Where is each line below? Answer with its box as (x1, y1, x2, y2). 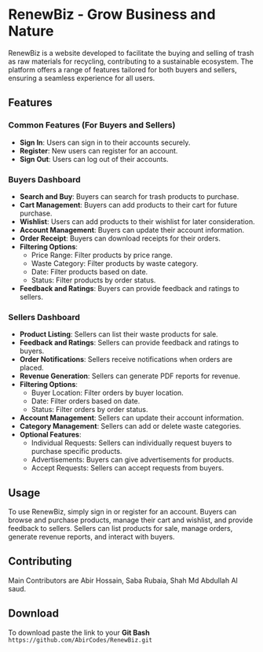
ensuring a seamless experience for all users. (8, 73, 155, 83)
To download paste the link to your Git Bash (8, 628, 151, 637)
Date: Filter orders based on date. (31, 396, 141, 406)
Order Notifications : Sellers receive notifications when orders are (19, 355, 233, 364)
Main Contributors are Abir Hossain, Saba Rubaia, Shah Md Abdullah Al (8, 576, 238, 585)
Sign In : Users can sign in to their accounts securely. (19, 138, 191, 147)
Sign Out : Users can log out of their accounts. (19, 154, 169, 164)
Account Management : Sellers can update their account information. (19, 413, 244, 422)
